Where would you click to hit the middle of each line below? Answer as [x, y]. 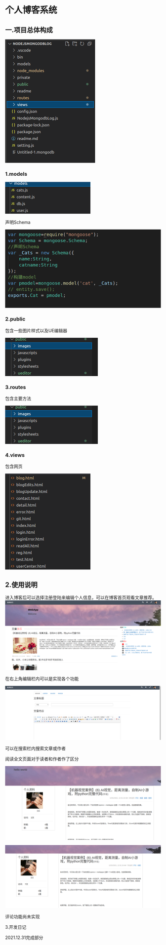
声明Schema [18, 222]
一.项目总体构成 [29, 30]
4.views [15, 455]
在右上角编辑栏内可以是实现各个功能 [42, 678]
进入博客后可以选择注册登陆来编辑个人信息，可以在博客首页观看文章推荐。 [81, 597]
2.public [15, 319]
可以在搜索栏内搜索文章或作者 [35, 748]
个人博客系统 [31, 10]
